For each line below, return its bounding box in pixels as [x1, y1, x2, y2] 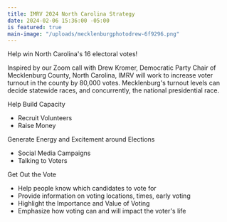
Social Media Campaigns [17, 149, 91, 157]
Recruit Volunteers [17, 114, 73, 122]
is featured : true [7, 23, 62, 31]
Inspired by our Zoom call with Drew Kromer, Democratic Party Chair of [7, 63, 216, 72]
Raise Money [17, 122, 56, 130]
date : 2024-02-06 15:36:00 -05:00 [7, 17, 110, 24]
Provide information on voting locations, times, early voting [17, 191, 191, 200]
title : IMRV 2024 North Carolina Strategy [7, 10, 135, 18]
